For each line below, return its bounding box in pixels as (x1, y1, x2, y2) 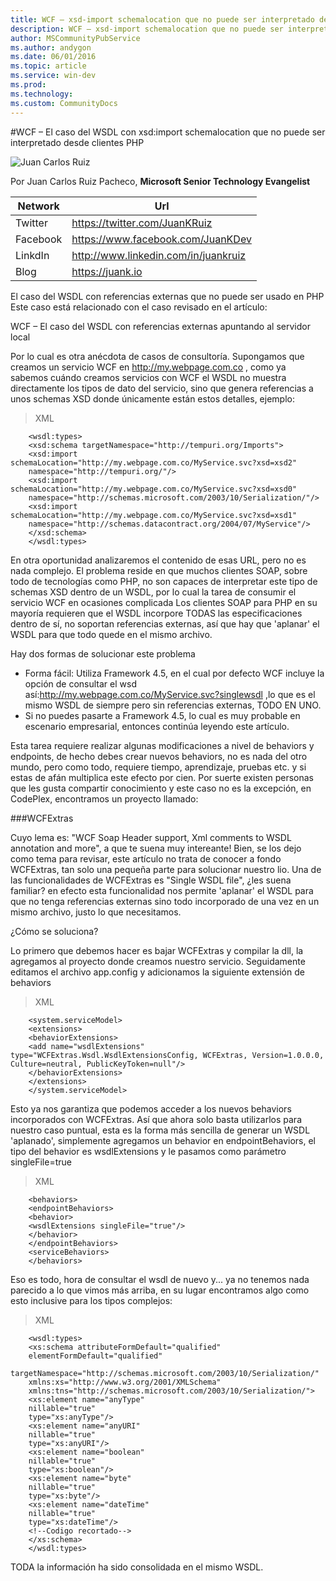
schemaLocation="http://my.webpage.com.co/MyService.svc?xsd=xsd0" (10, 484, 298, 494)
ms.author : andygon (10, 42, 92, 53)
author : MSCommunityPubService (10, 33, 141, 43)
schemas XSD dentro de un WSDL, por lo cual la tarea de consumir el (10, 586, 297, 598)
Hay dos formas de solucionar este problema (10, 647, 196, 660)
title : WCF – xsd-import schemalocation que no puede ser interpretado (10, 14, 315, 25)
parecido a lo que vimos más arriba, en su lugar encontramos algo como (10, 1284, 310, 1296)
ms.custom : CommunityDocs (10, 98, 118, 108)
